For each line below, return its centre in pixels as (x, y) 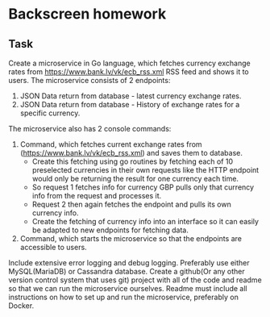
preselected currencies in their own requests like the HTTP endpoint (145, 170)
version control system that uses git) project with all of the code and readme (135, 280)
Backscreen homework (87, 14)
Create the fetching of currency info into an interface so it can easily (145, 221)
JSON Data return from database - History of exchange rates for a (130, 104)
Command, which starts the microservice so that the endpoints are (131, 238)
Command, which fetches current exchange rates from (111, 144)
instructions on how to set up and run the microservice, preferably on (124, 297)
